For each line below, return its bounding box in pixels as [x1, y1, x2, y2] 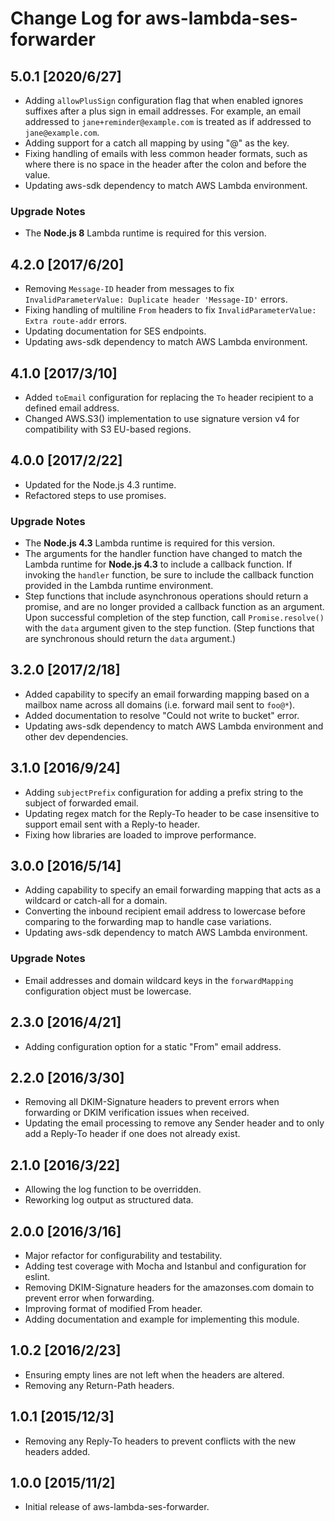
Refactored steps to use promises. [24, 489, 167, 501]
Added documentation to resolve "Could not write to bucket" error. [24, 709, 300, 721]
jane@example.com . [24, 127, 100, 138]
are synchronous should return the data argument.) [24, 633, 237, 645]
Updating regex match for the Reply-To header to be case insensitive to [24, 807, 320, 819]
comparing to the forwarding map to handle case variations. [24, 916, 272, 928]
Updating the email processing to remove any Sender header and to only [24, 1117, 325, 1129]
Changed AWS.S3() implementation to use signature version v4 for [24, 412, 300, 424]
